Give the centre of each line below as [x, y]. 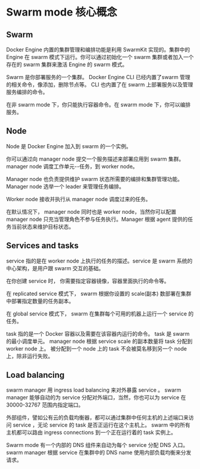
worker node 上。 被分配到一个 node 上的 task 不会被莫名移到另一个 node [97, 348]
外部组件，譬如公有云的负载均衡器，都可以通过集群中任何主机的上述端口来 [97, 418]
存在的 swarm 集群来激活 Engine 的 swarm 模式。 [67, 64]
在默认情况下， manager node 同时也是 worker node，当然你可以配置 [91, 211]
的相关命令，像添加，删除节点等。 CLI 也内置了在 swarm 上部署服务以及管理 [100, 85]
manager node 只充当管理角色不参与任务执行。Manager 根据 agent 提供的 [97, 219]
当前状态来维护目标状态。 [43, 226]
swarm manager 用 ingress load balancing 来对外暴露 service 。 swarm [94, 390]
